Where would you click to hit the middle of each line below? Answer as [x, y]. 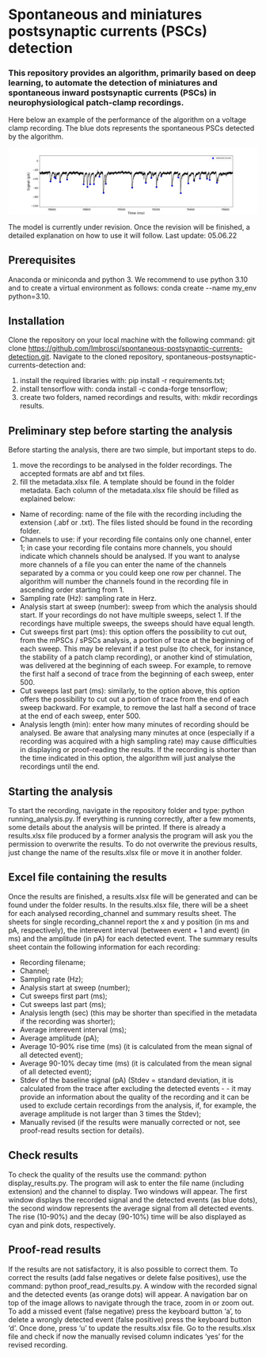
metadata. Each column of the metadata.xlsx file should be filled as [129, 490]
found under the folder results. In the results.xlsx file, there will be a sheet [128, 905]
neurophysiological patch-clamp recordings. [96, 103]
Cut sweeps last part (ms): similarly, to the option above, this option [129, 691]
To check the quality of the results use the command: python [108, 1174]
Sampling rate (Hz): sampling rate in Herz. [88, 599]
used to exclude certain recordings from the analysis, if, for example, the [138, 1105]
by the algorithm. [36, 137]
